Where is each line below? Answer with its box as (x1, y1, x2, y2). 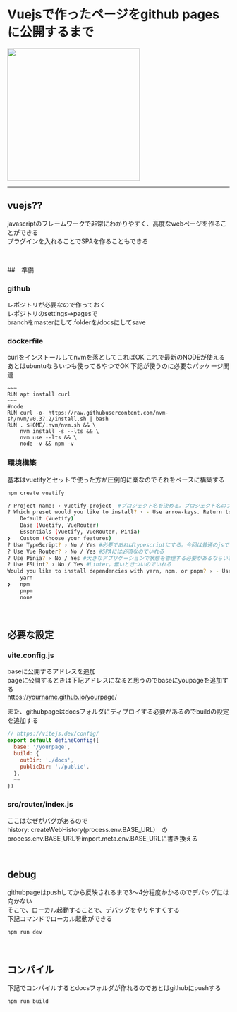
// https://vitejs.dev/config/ (7, 731, 99, 738)
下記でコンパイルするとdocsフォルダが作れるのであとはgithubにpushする (7, 984, 221, 992)
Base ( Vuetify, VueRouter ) (20, 522, 99, 529)
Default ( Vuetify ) (20, 516, 74, 523)
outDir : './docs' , (20, 756, 74, 764)
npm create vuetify (7, 489, 65, 496)
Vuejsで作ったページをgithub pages (7, 6, 220, 23)
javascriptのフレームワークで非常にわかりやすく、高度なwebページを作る (7, 219, 221, 228)
